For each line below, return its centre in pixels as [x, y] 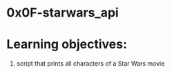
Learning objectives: [67, 45]
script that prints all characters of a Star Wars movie [90, 64]
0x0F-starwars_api [63, 13]
